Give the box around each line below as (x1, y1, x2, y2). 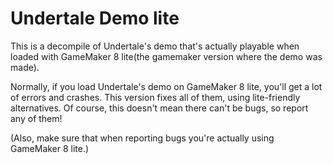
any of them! (10, 112, 63, 124)
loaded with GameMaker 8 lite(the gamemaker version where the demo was (10, 50, 323, 62)
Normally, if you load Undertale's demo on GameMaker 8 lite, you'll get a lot (10, 80, 323, 92)
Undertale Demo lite (10, 7, 180, 30)
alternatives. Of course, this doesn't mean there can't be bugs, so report (10, 102, 309, 114)
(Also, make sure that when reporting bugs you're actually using (10, 132, 275, 144)
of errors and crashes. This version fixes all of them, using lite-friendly (10, 91, 301, 103)
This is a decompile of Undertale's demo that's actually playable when (10, 40, 300, 52)
